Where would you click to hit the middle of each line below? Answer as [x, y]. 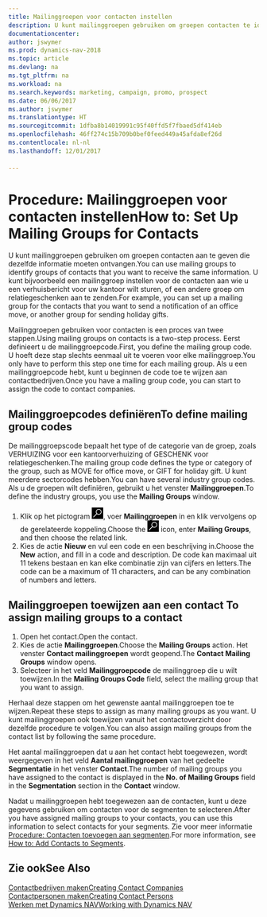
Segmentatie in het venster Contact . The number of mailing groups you [125, 769]
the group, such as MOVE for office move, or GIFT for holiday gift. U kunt [128, 471]
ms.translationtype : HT [48, 118]
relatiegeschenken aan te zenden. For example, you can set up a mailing [126, 297]
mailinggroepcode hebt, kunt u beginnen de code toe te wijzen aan [118, 372]
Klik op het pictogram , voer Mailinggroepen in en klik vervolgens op [138, 516]
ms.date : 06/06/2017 [43, 101]
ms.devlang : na [33, 68]
